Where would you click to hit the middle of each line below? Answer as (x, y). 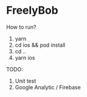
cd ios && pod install (40, 45)
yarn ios (25, 57)
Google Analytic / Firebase (48, 87)
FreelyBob (32, 10)
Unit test (25, 81)
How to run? (21, 27)
